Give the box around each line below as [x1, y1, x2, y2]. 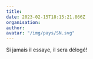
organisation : [6, 19, 41, 25]
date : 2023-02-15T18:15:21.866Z [6, 14, 85, 20]
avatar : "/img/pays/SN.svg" [6, 30, 75, 36]
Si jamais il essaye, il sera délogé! [6, 46, 88, 53]
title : [6, 8, 22, 15]
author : [6, 25, 25, 31]
